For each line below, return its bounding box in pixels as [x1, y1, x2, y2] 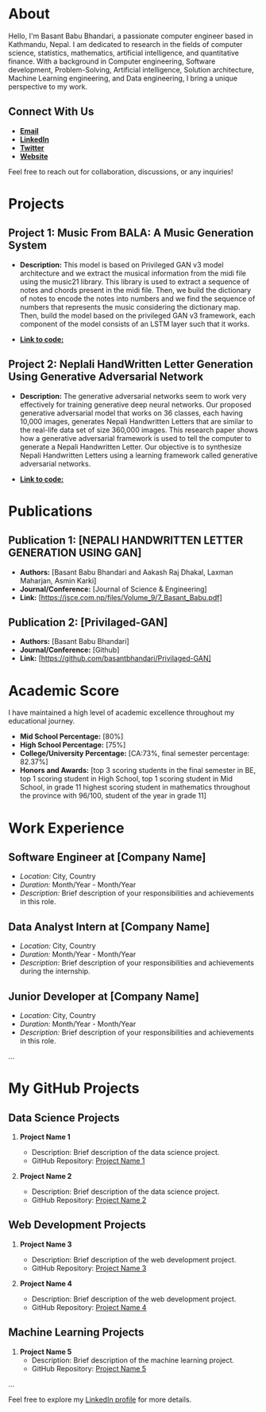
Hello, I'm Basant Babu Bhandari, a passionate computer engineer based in [8, 31, 253, 41]
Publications [8, 502, 93, 520]
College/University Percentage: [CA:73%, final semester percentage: [19, 749, 250, 759]
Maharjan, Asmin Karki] [19, 575, 97, 585]
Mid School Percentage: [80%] [19, 731, 124, 741]
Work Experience [8, 819, 125, 837]
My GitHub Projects [8, 1079, 140, 1098]
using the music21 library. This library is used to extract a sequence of [19, 276, 250, 287]
